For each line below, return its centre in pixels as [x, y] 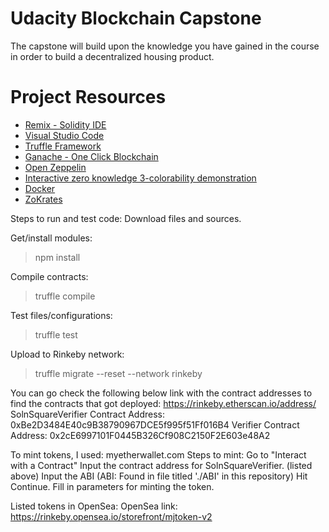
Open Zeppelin [55, 167]
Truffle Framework [63, 146]
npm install [57, 257]
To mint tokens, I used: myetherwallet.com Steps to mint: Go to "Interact [158, 454]
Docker [40, 188]
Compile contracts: [49, 276]
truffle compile [65, 296]
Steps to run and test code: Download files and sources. [126, 218]
